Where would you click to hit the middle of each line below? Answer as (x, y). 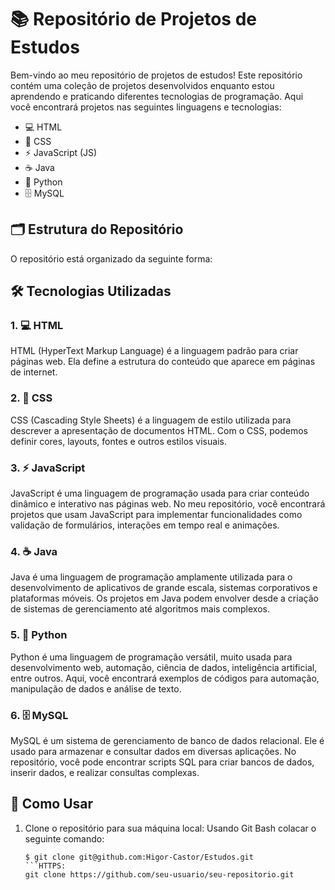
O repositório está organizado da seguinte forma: (111, 258)
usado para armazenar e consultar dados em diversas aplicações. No (153, 751)
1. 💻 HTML (37, 326)
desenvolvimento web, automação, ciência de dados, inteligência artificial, (164, 667)
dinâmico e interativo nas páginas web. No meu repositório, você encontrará (168, 504)
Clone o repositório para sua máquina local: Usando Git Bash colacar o (170, 828)
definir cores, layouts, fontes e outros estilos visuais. (118, 441)
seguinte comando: (64, 838)
